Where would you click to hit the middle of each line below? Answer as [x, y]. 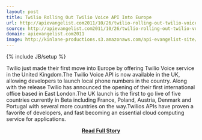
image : [14, 39]
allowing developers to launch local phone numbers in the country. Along [97, 81]
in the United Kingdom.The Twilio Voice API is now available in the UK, [93, 74]
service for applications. [36, 119]
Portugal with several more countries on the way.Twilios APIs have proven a [100, 106]
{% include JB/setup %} [36, 57]
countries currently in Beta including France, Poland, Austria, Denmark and [99, 100]
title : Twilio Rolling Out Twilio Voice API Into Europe [79, 17]
